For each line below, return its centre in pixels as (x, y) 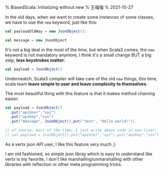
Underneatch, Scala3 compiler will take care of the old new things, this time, (81, 78)
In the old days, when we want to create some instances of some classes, (80, 17)
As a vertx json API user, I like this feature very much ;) (60, 144)
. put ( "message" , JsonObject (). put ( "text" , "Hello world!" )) (72, 121)
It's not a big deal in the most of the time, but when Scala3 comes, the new (80, 50)
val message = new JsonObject (36, 40)
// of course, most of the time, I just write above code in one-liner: (81, 130)
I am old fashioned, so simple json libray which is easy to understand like (79, 154)
